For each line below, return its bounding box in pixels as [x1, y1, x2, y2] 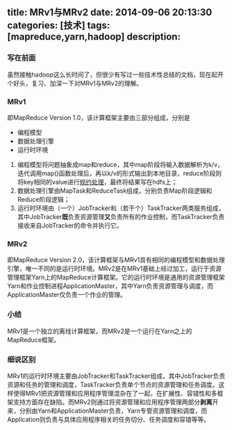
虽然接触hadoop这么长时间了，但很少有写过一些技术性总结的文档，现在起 [7, 70, 218, 79]
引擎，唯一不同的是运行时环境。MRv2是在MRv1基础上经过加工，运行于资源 [7, 264, 222, 273]
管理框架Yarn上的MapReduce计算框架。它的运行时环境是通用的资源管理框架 [7, 273, 226, 282]
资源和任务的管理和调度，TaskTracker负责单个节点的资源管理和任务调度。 [7, 380, 219, 388]
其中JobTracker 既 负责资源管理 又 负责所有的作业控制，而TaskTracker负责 [17, 212, 225, 221]
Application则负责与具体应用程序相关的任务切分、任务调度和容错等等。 [7, 415, 210, 423]
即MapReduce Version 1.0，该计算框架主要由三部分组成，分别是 [7, 113, 190, 122]
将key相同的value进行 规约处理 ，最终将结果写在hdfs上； [17, 177, 178, 186]
